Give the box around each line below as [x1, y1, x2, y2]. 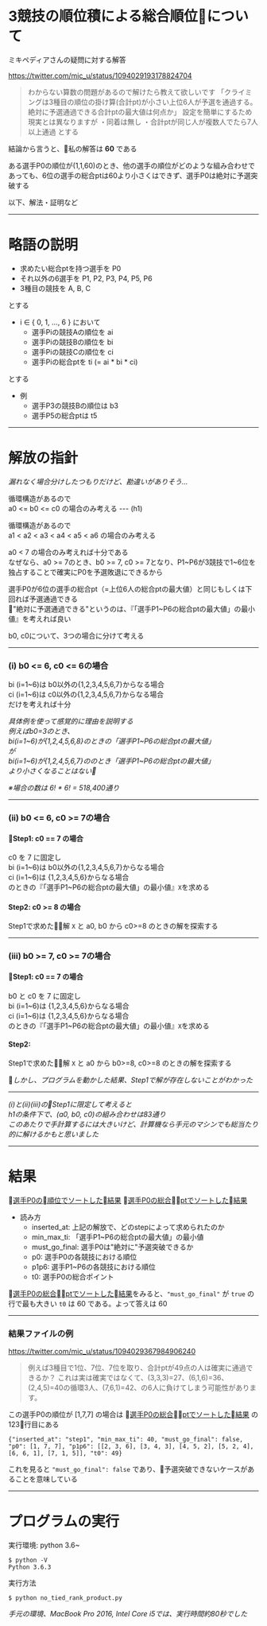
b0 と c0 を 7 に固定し [8, 991, 81, 1000]
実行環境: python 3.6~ [8, 1540, 80, 1550]
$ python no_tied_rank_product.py [8, 1593, 123, 1602]
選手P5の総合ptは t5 [31, 410, 98, 420]
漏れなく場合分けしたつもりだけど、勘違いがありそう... [8, 476, 188, 486]
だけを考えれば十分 [8, 700, 72, 709]
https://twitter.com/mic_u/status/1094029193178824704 [8, 71, 192, 80]
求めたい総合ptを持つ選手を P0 [19, 263, 122, 273]
